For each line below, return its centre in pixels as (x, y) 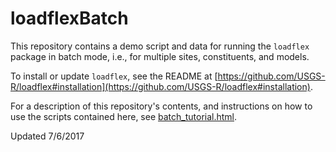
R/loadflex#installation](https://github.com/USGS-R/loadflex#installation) (160, 86)
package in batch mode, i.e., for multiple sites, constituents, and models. (160, 56)
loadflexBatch (69, 18)
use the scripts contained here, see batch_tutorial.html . (124, 116)
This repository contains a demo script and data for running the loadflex (160, 46)
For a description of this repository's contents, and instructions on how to (161, 106)
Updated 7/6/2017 (47, 136)
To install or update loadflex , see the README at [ (114, 76)
